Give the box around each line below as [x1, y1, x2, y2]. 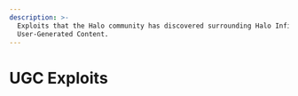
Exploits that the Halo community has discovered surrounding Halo [17, 21, 272, 30]
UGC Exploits [9, 68, 108, 88]
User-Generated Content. [17, 29, 109, 38]
